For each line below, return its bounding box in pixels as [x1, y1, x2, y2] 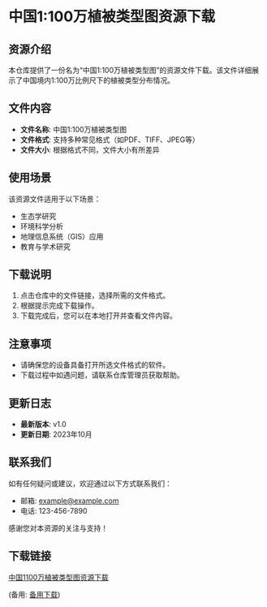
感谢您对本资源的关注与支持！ [8, 523, 108, 532]
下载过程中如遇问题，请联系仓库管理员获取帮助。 [19, 370, 184, 380]
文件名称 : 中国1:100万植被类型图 [19, 124, 127, 134]
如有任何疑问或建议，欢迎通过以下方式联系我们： [8, 478, 172, 488]
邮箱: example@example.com [19, 496, 119, 506]
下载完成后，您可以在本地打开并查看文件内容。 [19, 311, 177, 321]
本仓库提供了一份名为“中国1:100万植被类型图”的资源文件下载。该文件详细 [8, 66, 252, 75]
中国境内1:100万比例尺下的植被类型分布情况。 [22, 75, 175, 85]
